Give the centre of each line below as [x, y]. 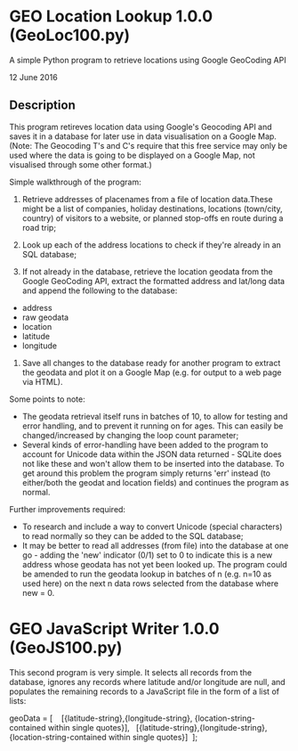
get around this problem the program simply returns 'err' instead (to [146, 473]
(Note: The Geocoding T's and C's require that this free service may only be [148, 145]
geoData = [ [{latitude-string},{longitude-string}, [101, 718]
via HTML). [42, 381]
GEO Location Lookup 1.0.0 [111, 16]
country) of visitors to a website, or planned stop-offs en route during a [153, 218]
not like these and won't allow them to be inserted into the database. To [153, 463]
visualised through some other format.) [81, 164]
